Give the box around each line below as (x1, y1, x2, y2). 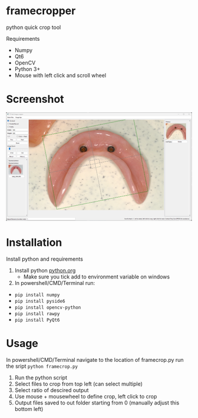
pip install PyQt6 (14, 317, 60, 323)
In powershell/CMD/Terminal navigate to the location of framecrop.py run (6, 356, 184, 363)
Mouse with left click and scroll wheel (14, 72, 107, 79)
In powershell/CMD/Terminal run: (14, 279, 95, 286)
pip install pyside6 (14, 298, 65, 304)
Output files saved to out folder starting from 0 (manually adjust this (14, 399, 180, 406)
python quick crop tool (6, 24, 61, 31)
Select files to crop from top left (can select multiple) (14, 380, 143, 387)
